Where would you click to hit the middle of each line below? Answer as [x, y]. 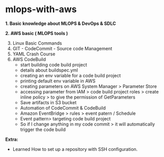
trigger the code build [43, 129]
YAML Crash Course [34, 54]
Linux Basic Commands [37, 43]
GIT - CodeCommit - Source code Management [62, 48]
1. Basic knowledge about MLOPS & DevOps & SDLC [61, 23]
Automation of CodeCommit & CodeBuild [63, 108]
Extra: [12, 139]
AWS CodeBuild [29, 59]
